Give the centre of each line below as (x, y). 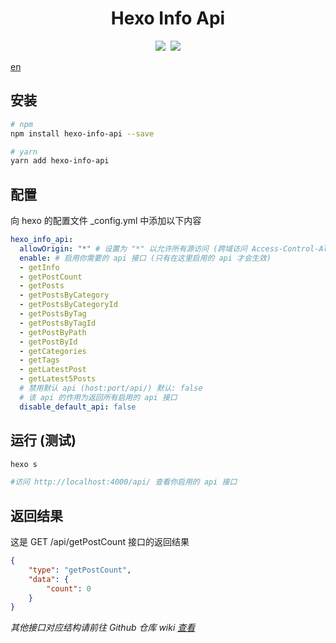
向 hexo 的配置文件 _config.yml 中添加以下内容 (106, 221)
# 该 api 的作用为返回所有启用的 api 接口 (98, 397)
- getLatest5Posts (58, 379)
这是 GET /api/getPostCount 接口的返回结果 (100, 542)
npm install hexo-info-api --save (82, 133)
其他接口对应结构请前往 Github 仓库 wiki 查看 (103, 628)
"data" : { (49, 579)
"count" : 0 (69, 588)
